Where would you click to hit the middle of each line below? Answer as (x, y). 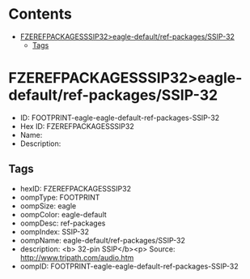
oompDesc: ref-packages (63, 223)
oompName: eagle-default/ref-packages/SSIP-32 (103, 240)
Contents (40, 14)
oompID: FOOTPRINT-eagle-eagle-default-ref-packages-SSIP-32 (129, 266)
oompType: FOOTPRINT (60, 197)
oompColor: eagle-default (63, 214)
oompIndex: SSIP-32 (54, 231)
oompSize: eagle (48, 206)
